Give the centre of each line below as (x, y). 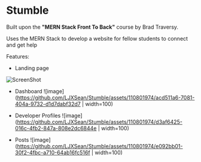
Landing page (32, 68)
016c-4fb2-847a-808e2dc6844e (56, 128)
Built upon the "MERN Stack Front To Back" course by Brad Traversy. (92, 27)
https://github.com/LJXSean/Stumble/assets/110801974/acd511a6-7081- (106, 97)
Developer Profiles (38, 115)
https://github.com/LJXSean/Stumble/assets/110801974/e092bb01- (100, 146)
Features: (18, 56)
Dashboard (29, 91)
